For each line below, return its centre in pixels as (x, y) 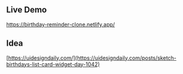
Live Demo (27, 10)
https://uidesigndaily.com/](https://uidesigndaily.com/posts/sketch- (92, 58)
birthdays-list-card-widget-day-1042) (53, 64)
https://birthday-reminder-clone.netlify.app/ (61, 24)
